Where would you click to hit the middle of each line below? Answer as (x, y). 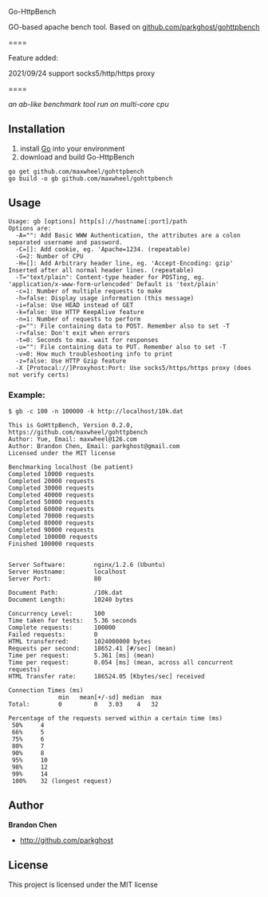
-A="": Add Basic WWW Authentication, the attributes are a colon (128, 235)
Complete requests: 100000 (62, 628)
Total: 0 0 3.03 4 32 (83, 704)
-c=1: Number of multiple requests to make (89, 291)
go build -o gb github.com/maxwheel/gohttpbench (91, 179)
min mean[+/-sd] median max (110, 697)
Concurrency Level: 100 (57, 613)
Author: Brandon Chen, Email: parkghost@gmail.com (94, 446)
